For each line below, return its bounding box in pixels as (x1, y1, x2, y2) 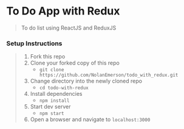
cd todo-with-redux (39, 85, 89, 91)
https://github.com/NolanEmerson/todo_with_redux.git (39, 72, 179, 78)
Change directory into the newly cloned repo (30, 77, 143, 85)
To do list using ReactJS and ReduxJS (21, 24, 117, 31)
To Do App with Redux (6, 4, 120, 18)
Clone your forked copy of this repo (30, 59, 120, 67)
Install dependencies (30, 90, 83, 98)
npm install (39, 98, 70, 104)
